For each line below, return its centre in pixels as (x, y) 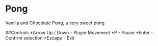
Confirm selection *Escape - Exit (40, 38)
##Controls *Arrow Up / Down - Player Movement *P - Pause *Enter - (79, 32)
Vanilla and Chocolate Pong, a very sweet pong (55, 23)
